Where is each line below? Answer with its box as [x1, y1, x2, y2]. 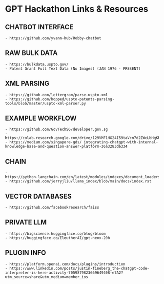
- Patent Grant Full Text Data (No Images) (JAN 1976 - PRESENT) [5, 66, 141, 71]
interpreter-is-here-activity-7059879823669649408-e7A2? [5, 270, 123, 275]
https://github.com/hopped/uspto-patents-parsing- [9, 97, 115, 101]
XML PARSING [5, 80, 50, 88]
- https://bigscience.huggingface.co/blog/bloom [5, 231, 106, 236]
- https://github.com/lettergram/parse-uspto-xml [5, 92, 108, 97]
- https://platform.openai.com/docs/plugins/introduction [5, 262, 125, 266]
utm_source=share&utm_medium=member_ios [5, 274, 89, 279]
